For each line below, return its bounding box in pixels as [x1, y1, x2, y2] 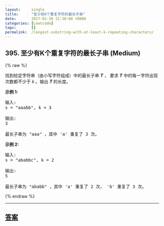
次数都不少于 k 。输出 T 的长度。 [5, 79, 71, 84]
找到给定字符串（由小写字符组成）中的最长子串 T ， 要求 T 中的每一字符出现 [5, 72, 158, 78]
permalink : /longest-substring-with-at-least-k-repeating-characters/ [5, 30, 154, 35]
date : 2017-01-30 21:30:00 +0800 [5, 16, 86, 21]
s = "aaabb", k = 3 [5, 104, 52, 110]
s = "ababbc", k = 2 [5, 157, 55, 163]
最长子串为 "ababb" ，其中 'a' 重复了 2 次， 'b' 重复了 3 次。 [5, 184, 146, 189]
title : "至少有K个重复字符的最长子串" [5, 12, 85, 17]
